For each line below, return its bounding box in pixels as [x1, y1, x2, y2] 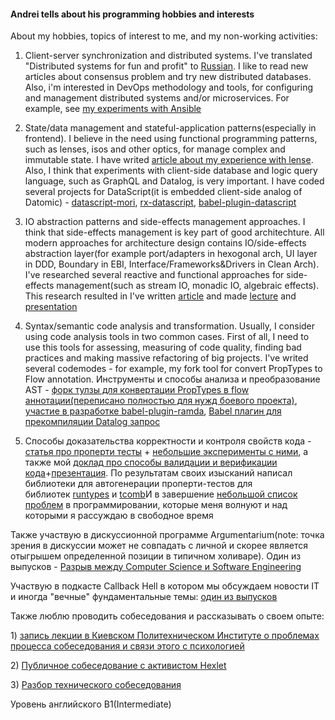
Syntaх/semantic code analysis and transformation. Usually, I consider [24, 320, 316, 332]
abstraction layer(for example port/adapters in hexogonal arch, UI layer [24, 248, 318, 260]
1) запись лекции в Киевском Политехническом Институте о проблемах [10, 630, 320, 642]
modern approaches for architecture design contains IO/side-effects [24, 237, 307, 249]
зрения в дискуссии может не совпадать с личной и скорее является [10, 540, 309, 552]
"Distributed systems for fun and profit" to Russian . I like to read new [24, 60, 309, 72]
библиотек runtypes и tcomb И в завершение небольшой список [24, 488, 298, 500]
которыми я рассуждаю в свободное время [24, 510, 214, 522]
